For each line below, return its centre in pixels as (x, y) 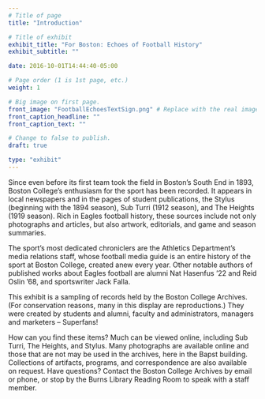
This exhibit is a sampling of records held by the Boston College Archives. (128, 296)
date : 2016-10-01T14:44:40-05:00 (63, 66)
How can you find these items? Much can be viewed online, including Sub (128, 337)
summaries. (27, 232)
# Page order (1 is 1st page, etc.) (68, 81)
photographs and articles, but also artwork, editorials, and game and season (132, 224)
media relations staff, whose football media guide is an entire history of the (129, 256)
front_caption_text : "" (47, 124)
